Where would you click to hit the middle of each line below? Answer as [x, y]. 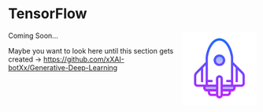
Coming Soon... [33, 35]
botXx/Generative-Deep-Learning [63, 67]
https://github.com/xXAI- [83, 59]
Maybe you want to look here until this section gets [91, 50]
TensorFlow [48, 14]
